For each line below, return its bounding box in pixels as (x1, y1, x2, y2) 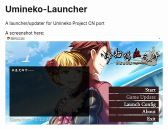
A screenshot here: (5, 30, 44, 36)
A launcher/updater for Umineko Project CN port (5, 20, 105, 26)
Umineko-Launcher (5, 4, 87, 15)
